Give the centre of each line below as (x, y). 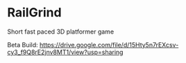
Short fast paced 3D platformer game (61, 32)
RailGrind (34, 13)
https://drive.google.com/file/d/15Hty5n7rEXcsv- (109, 45)
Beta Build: (23, 45)
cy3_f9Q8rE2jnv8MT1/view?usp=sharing (65, 52)
